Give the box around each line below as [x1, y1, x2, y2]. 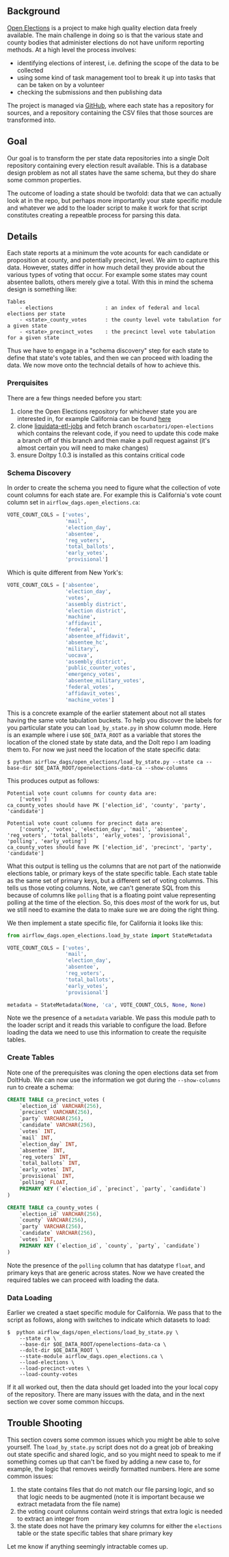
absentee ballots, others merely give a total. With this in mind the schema [7, 278, 214, 287]
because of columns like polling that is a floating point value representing [7, 891, 216, 899]
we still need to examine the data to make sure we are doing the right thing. [7, 905, 219, 914]
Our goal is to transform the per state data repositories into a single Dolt [7, 154, 210, 162]
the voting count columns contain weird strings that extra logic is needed [16, 1507, 223, 1515]
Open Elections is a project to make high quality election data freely [7, 23, 198, 32]
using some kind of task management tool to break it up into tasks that [16, 73, 215, 82]
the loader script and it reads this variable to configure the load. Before [7, 1021, 207, 1029]
